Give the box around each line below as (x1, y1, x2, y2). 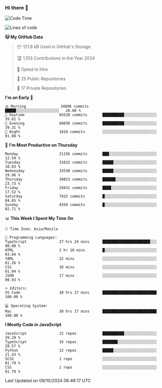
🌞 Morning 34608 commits (5, 104, 89, 109)
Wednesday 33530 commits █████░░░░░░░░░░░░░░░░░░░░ (5, 169, 157, 173)
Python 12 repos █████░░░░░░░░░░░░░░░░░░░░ (5, 348, 157, 353)
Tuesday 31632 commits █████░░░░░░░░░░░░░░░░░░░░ (5, 160, 157, 165)
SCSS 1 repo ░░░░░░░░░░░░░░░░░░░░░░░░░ (5, 357, 157, 361)
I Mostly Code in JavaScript (5, 322, 62, 327)
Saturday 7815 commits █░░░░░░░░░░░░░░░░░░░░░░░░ (5, 194, 157, 199)
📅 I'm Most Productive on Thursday (5, 142, 78, 148)
